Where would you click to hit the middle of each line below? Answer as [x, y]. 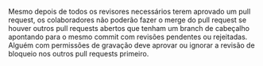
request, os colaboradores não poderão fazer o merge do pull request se [128, 20]
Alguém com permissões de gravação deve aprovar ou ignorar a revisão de [132, 45]
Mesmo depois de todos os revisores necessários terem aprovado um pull [130, 12]
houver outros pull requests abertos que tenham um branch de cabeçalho [129, 28]
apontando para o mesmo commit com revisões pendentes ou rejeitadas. [128, 37]
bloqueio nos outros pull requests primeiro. [79, 54]
